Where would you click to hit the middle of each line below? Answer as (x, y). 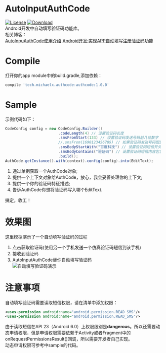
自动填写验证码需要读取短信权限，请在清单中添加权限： (61, 302)
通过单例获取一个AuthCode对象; (45, 171)
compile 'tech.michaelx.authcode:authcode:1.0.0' (57, 85)
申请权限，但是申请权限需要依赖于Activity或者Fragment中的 (70, 333)
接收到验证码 (25, 253)
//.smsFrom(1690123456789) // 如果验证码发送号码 (107, 142)
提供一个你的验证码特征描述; (41, 183)
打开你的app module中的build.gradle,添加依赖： (54, 75)
